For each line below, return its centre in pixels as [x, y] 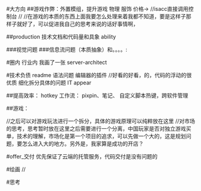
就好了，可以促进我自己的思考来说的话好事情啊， [78, 24]
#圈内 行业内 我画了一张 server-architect [57, 62]
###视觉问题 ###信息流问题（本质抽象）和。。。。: [67, 49]
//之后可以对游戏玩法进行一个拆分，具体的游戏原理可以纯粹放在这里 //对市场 [101, 121]
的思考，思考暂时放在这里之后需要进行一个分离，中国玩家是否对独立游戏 [96, 129]
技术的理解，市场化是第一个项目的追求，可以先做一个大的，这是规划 [101, 136]
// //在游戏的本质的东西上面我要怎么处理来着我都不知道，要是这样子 [102, 16]
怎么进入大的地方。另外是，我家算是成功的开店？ [83, 144]
